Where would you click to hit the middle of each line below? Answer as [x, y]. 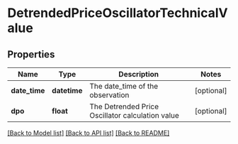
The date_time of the [124, 86]
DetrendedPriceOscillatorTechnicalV [118, 13]
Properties [31, 54]
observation [109, 95]
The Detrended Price [124, 106]
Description [139, 74]
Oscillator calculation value [134, 115]
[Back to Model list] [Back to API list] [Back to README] [89, 133]
